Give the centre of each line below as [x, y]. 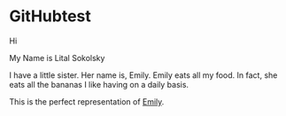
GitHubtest [50, 16]
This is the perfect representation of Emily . [87, 101]
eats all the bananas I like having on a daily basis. [99, 84]
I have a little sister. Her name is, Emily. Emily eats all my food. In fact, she [143, 75]
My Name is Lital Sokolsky [57, 58]
